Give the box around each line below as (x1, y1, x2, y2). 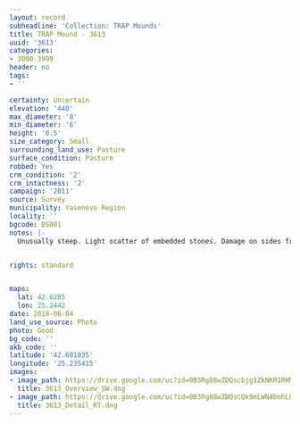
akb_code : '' (9, 343, 58, 352)
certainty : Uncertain (9, 96, 90, 104)
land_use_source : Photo (9, 318, 98, 327)
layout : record (9, 12, 66, 22)
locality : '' (9, 212, 58, 220)
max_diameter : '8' (9, 112, 78, 121)
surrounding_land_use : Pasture (9, 145, 126, 154)
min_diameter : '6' (9, 121, 78, 129)
